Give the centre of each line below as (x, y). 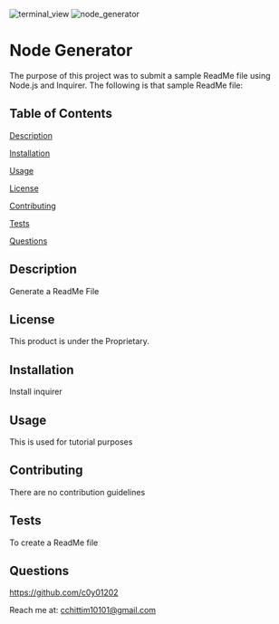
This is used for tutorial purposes (71, 442)
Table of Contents (61, 114)
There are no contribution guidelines (77, 492)
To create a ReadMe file (54, 542)
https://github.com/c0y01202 (64, 592)
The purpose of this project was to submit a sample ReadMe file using (140, 75)
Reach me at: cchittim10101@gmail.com (83, 610)
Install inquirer (36, 392)
